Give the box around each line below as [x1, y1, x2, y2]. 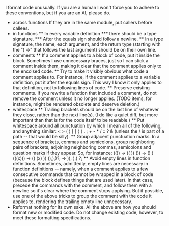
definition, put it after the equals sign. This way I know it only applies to [12, 79, 162, 85]
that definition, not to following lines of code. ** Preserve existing [12, 85, 150, 91]
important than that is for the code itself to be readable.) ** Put [12, 117, 145, 123]
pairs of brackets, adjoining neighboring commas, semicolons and [12, 144, 152, 150]
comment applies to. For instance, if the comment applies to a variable [12, 74, 160, 80]
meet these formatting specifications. [12, 215, 92, 221]
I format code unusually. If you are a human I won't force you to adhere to [5, 5, 159, 10]
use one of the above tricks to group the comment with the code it [12, 193, 152, 199]
